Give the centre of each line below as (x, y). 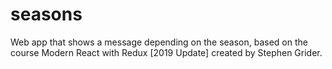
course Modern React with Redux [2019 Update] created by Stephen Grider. (166, 52)
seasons (46, 14)
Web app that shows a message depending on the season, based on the (159, 42)
